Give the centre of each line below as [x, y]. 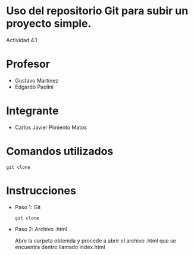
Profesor [28, 64]
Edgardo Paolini [34, 87]
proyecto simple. [49, 23]
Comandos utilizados [60, 151]
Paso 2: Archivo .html [41, 229]
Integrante [33, 111]
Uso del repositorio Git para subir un [97, 11]
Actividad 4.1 [22, 40]
